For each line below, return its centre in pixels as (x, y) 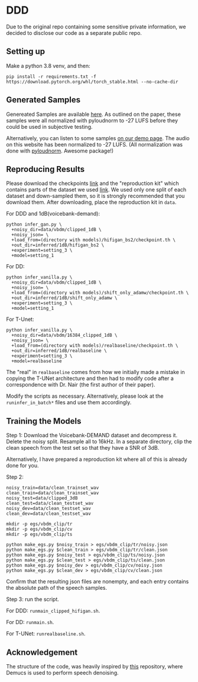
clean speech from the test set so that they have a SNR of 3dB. (83, 448)
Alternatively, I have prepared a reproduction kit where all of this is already (97, 459)
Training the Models (44, 421)
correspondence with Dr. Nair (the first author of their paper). (81, 385)
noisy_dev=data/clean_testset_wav (49, 509)
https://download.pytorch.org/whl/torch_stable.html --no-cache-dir (92, 82)
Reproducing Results (46, 169)
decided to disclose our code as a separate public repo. (74, 33)
